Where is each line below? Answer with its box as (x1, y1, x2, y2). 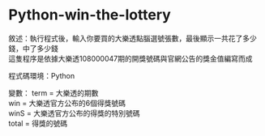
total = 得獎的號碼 (8, 118, 67, 128)
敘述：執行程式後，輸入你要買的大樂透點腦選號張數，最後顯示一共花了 (8, 33, 243, 43)
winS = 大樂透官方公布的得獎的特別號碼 (8, 108, 140, 118)
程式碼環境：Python (8, 70, 75, 80)
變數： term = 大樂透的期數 (8, 87, 99, 98)
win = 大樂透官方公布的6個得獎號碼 (8, 98, 126, 108)
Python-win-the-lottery (8, 6, 172, 24)
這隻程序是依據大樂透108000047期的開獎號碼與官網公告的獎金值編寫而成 (8, 53, 253, 63)
